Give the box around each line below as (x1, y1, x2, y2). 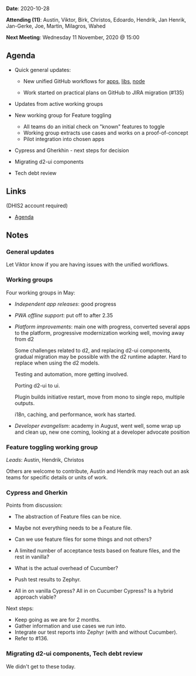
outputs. (14, 399, 35, 406)
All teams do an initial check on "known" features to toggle (23, 123, 165, 130)
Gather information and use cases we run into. (14, 623, 127, 630)
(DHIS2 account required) (6, 202, 68, 209)
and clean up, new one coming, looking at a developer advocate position (14, 428, 190, 435)
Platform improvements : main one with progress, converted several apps (14, 323, 190, 330)
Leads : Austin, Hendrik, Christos (6, 456, 84, 463)
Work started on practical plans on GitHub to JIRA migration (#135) (23, 89, 184, 96)
